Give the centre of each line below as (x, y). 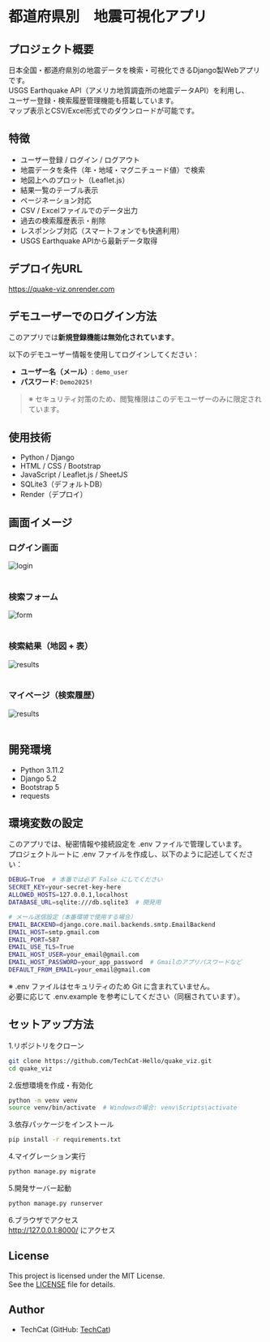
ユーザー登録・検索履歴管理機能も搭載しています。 (93, 101)
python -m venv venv (43, 1100)
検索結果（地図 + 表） (51, 646)
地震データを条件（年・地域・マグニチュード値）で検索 (112, 169)
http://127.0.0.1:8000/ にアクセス (62, 1230)
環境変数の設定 (46, 823)
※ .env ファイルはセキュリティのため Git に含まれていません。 (111, 986)
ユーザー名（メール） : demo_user (74, 372)
